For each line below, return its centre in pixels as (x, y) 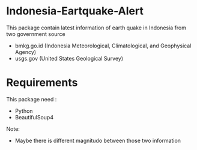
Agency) (26, 52)
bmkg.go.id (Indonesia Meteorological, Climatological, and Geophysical (103, 46)
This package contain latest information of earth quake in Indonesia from (96, 28)
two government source (36, 34)
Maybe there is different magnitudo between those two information (98, 140)
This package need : (32, 99)
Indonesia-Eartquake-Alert (75, 11)
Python (24, 111)
